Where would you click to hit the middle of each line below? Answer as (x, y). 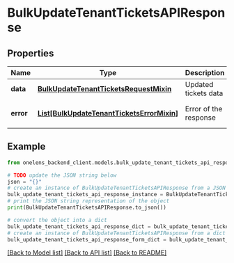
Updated (199, 85)
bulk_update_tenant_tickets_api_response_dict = (79, 226)
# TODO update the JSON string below (62, 175)
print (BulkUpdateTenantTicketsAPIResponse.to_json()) (87, 208)
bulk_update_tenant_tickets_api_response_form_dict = (87, 239)
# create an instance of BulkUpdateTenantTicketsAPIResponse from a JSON (117, 188)
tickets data (204, 93)
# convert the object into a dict (57, 220)
